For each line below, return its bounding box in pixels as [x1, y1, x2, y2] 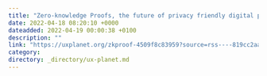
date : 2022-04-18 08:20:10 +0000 [8, 19, 119, 27]
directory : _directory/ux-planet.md [8, 56, 130, 64]
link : [8, 41, 26, 49]
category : [8, 48, 41, 56]
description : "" [8, 33, 62, 42]
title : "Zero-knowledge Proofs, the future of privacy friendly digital [8, 11, 254, 20]
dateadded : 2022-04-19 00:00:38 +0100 [8, 26, 137, 34]
